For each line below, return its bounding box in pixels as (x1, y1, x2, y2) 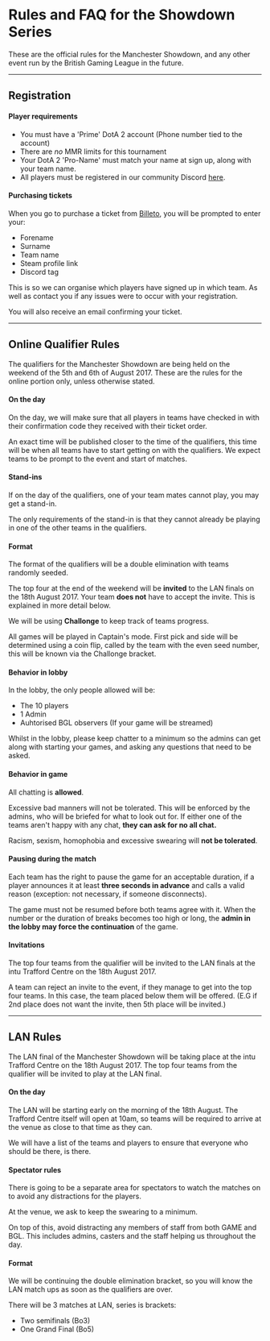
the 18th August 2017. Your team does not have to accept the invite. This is (8, 592, 256, 602)
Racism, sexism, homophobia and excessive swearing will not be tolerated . (8, 836, 258, 845)
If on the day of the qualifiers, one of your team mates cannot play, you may (8, 490, 260, 500)
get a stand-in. (8, 498, 57, 509)
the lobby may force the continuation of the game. (8, 921, 178, 932)
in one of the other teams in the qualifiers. (8, 522, 147, 533)
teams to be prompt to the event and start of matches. (8, 454, 187, 463)
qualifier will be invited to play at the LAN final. (8, 1069, 162, 1078)
